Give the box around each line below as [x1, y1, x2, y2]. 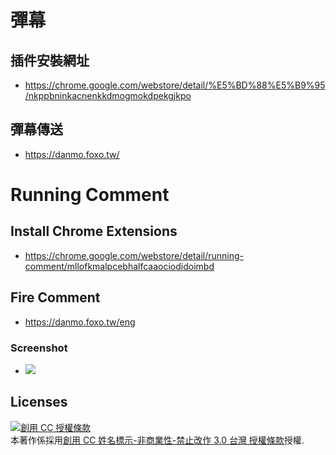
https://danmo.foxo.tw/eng [24, 316, 136, 328]
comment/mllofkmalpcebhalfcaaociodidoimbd [24, 260, 215, 272]
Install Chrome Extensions [10, 223, 178, 240]
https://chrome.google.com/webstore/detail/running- [24, 249, 244, 261]
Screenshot [10, 341, 68, 355]
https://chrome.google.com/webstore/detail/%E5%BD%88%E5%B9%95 [24, 79, 326, 91]
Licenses [10, 394, 68, 411]
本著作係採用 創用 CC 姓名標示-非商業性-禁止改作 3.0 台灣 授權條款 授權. [10, 434, 305, 446]
